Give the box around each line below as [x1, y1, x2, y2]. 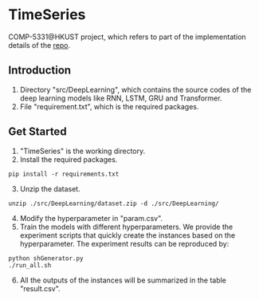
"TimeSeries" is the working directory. [19, 146, 146, 156]
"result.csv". [19, 283, 61, 293]
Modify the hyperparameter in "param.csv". [19, 213, 163, 223]
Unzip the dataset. [19, 184, 81, 193]
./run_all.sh [8, 261, 52, 269]
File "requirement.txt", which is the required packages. [19, 101, 199, 111]
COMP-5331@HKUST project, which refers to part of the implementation [8, 32, 246, 41]
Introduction [8, 64, 72, 77]
